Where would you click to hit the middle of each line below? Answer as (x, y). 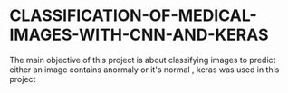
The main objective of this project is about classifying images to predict (143, 60)
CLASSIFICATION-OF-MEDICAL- (133, 16)
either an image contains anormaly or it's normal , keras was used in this (144, 70)
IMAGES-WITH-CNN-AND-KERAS (139, 35)
